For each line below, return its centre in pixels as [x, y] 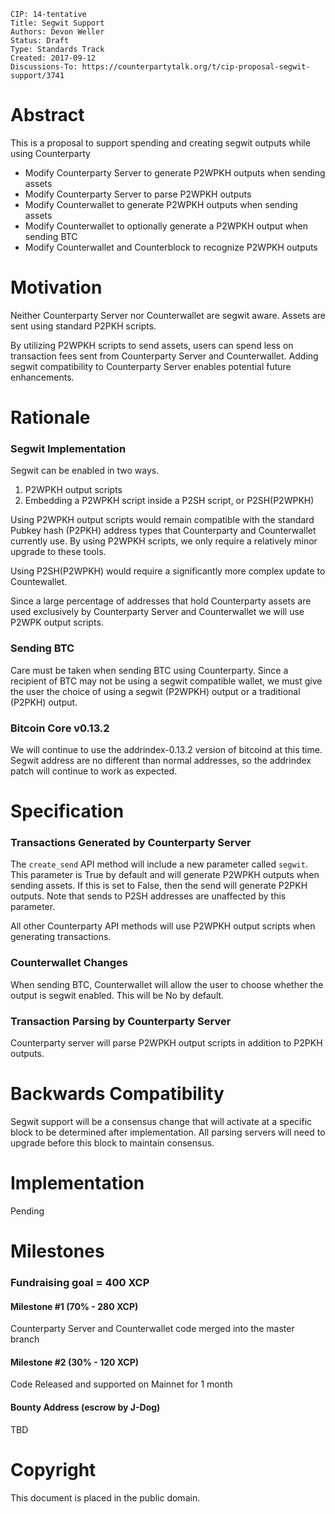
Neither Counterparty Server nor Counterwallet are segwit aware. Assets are [168, 315]
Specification [67, 811]
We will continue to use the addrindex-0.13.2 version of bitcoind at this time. [166, 749]
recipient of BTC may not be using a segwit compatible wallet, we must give [166, 681]
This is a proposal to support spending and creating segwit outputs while [160, 142]
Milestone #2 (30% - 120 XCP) [75, 1362]
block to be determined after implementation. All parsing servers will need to [168, 1132]
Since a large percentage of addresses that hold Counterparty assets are [161, 601]
